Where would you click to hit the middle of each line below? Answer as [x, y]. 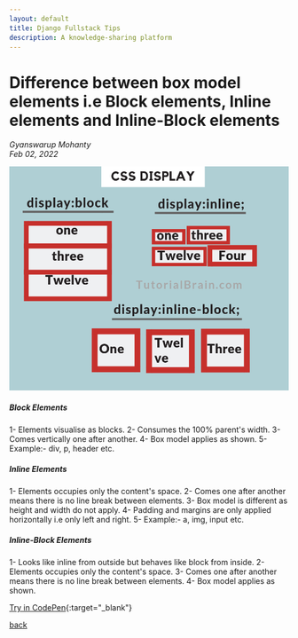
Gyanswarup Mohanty [50, 145]
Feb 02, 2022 [34, 154]
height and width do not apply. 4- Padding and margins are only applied [141, 510]
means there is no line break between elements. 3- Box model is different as [149, 500]
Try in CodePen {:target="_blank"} [71, 608]
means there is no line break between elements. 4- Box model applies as [142, 581]
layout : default [39, 19]
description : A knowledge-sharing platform [91, 37]
